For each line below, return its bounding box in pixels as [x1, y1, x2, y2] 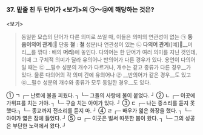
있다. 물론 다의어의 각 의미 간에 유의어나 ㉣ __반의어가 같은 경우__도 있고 [21, 71, 191, 78]
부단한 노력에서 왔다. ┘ [12, 122, 67, 130]
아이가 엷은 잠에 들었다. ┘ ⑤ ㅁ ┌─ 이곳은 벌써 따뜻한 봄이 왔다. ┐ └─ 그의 [6, 114, 184, 122]
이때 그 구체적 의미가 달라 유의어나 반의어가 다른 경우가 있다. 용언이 [21, 56, 180, 63]
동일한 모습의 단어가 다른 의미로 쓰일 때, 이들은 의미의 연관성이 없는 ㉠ [21, 33, 187, 41]
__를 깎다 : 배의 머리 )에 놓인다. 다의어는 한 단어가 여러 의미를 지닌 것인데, [26, 49, 198, 56]
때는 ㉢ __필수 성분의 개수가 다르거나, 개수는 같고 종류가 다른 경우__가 [27, 64, 191, 71]
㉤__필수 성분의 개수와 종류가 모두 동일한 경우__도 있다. [21, 79, 151, 86]
